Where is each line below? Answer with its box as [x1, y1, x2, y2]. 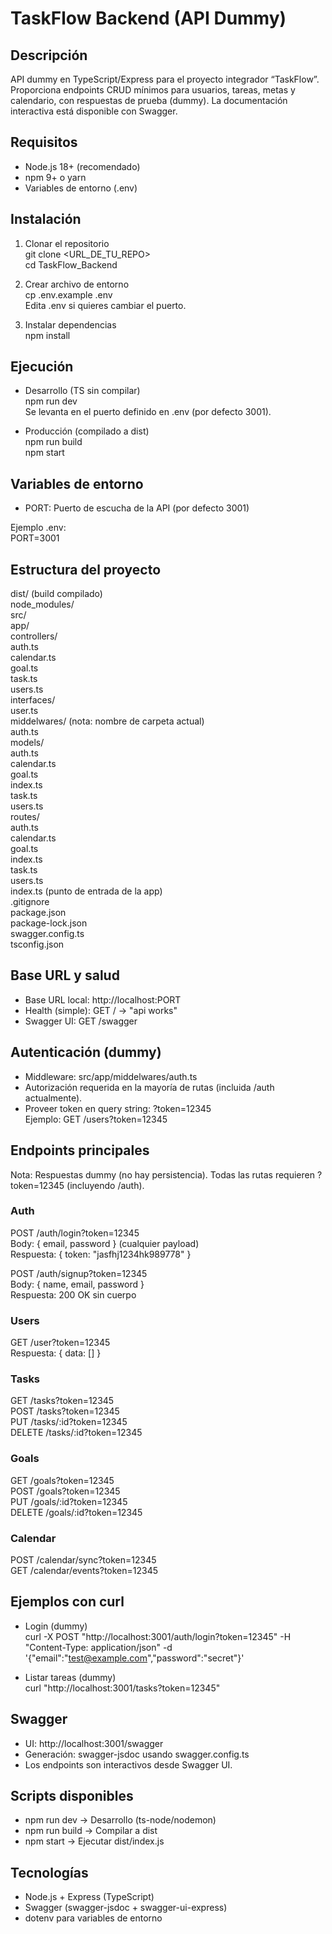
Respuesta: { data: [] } [10, 1347, 102, 1359]
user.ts [10, 705, 39, 717]
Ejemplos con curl [10, 1593, 125, 1611]
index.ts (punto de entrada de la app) [10, 885, 163, 897]
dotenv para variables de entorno [24, 1912, 163, 1924]
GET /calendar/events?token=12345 [10, 1564, 159, 1576]
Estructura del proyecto [10, 561, 162, 578]
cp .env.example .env [24, 288, 113, 301]
